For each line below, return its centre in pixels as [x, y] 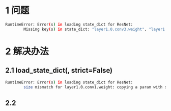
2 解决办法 [27, 51]
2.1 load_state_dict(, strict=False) [59, 70]
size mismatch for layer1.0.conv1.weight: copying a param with [93, 87]
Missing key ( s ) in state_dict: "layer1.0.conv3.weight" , [85, 29]
